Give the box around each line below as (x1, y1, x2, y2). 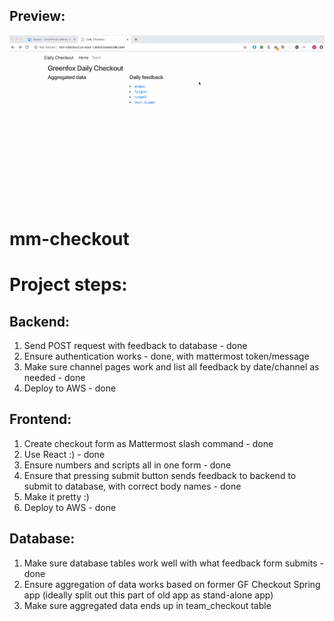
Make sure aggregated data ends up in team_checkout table (23, 599, 272, 611)
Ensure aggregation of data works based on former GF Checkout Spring (23, 578, 321, 590)
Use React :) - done (23, 448, 106, 460)
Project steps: (9, 274, 128, 296)
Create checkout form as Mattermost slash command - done (23, 437, 274, 449)
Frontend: (9, 411, 72, 428)
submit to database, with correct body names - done (23, 480, 242, 492)
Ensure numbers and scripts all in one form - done (23, 459, 232, 471)
